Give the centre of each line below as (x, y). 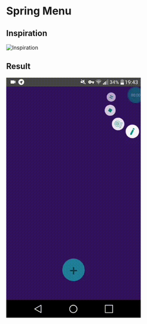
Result (19, 66)
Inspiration (27, 33)
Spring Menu (39, 11)
